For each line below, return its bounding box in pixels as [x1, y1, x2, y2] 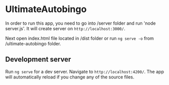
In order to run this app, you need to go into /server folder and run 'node [5, 20, 156, 26]
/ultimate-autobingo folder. [5, 40, 61, 46]
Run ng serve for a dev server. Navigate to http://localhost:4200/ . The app [5, 68, 164, 74]
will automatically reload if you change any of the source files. [5, 74, 135, 80]
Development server [5, 55, 71, 64]
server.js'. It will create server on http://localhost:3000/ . [5, 25, 125, 31]
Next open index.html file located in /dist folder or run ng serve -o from [5, 35, 154, 41]
